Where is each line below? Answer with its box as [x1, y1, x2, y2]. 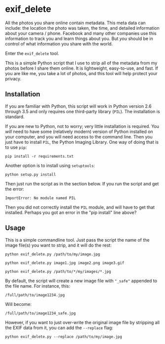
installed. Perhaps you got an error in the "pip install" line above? [5, 209, 137, 215]
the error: [5, 186, 25, 192]
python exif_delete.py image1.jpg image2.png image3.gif [5, 260, 125, 265]
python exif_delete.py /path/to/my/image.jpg [5, 252, 100, 257]
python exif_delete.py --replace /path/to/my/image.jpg [5, 334, 122, 339]
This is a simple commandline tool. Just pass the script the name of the [5, 237, 150, 243]
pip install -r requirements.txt [5, 154, 74, 159]
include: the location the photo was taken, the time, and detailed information [5, 25, 160, 31]
